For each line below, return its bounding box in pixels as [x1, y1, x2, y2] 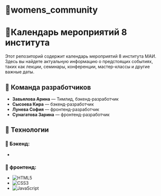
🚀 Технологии [5, 126, 49, 134]
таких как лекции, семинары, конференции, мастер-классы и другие [5, 64, 150, 70]
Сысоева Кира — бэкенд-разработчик [12, 101, 94, 107]
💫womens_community [5, 4, 98, 16]
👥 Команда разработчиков [5, 83, 92, 91]
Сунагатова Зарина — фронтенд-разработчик [12, 111, 110, 117]
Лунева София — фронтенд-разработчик [12, 106, 99, 112]
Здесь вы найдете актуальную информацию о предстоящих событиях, [5, 59, 153, 65]
